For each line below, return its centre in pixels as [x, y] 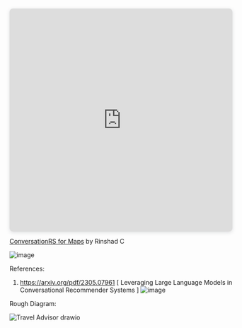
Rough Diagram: [33, 303]
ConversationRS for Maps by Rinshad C [67, 241]
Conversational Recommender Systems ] [79, 290]
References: [27, 268]
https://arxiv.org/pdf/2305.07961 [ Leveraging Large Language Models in [126, 282]
